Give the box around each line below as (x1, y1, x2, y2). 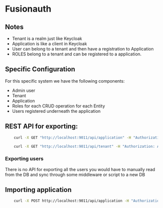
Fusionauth (5, 3, 52, 15)
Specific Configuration (5, 65, 75, 73)
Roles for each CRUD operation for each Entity (12, 103, 105, 109)
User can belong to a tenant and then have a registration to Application (12, 46, 154, 52)
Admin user (12, 87, 35, 93)
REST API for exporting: (5, 122, 78, 131)
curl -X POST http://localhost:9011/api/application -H (14, 198, 130, 204)
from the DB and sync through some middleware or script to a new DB (5, 172, 146, 177)
